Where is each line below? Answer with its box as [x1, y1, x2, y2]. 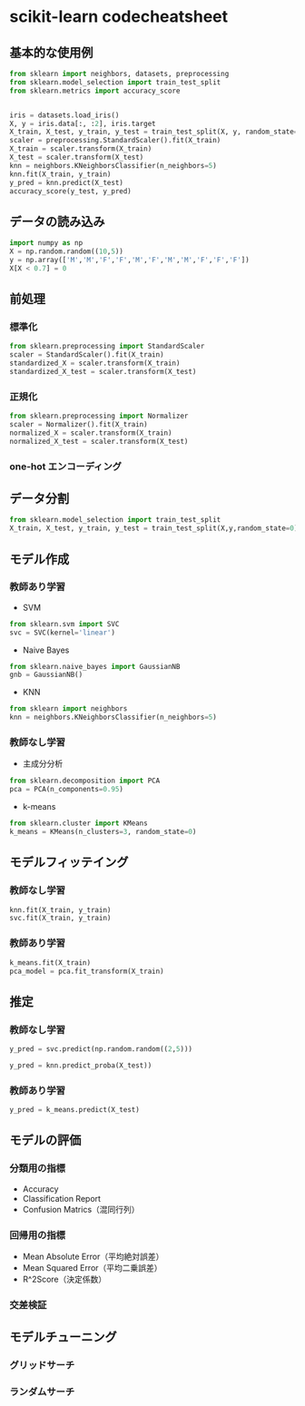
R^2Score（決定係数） [22, 1273, 107, 1284]
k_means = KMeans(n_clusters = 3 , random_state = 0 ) [9, 828, 197, 837]
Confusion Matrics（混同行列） [22, 1204, 140, 1214]
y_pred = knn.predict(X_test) [9, 178, 124, 187]
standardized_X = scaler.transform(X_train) [9, 359, 181, 369]
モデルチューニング [9, 1330, 117, 1345]
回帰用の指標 [9, 1228, 66, 1241]
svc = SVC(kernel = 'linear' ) [9, 628, 116, 637]
